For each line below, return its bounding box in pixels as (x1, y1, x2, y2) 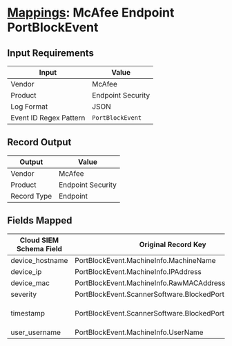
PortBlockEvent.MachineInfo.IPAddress (75, 266, 202, 276)
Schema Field (16, 244, 62, 253)
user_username (10, 327, 61, 337)
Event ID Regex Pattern (10, 113, 86, 122)
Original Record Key (139, 239, 206, 249)
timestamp (10, 308, 46, 318)
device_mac (10, 278, 50, 288)
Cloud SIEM (19, 235, 59, 245)
